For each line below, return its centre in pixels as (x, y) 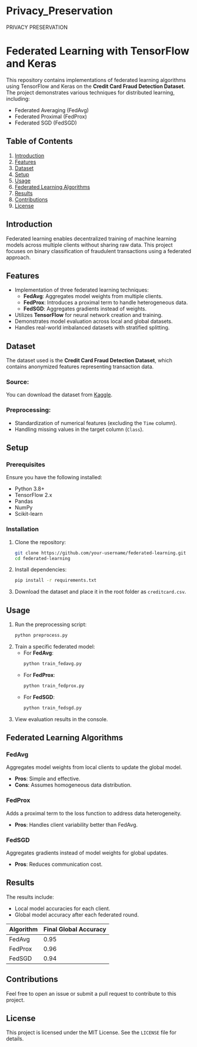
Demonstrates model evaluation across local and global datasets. (94, 321)
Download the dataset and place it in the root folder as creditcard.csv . (100, 592)
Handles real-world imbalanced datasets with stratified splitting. (92, 328)
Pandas (24, 501)
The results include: (30, 897)
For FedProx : (39, 675)
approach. (19, 257)
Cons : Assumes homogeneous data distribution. (73, 785)
